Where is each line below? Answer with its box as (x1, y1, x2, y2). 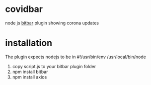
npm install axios (12, 74, 47, 80)
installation (5, 37, 53, 49)
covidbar (5, 3, 43, 15)
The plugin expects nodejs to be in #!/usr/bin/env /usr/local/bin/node (5, 54, 147, 60)
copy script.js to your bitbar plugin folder (12, 63, 96, 69)
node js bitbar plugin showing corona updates (5, 20, 99, 26)
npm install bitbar (12, 69, 48, 75)
